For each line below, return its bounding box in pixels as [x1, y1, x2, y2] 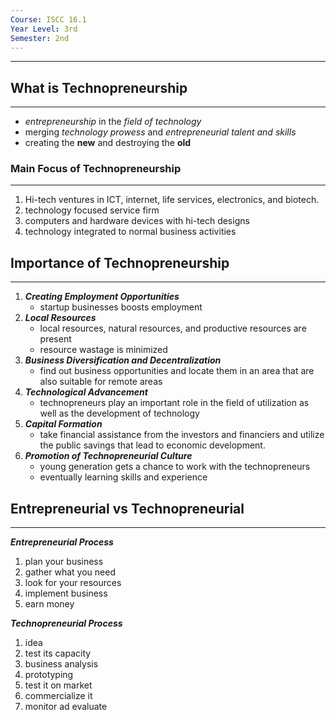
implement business [24, 587, 108, 600]
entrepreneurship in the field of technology [24, 116, 202, 128]
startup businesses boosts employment [39, 301, 203, 313]
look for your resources [24, 577, 122, 589]
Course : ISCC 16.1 [10, 14, 87, 25]
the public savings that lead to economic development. [39, 439, 266, 451]
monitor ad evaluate [24, 701, 108, 713]
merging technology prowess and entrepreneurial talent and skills [24, 126, 297, 138]
